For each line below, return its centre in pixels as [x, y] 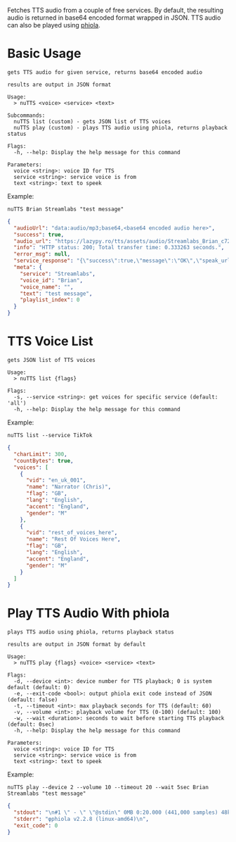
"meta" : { [28, 268]
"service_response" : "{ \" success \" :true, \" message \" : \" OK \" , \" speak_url [122, 261]
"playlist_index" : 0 [50, 300]
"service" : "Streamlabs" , [58, 274]
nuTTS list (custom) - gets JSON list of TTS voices [92, 121]
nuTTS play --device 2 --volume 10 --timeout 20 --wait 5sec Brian [108, 788]
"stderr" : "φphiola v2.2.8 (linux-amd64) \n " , [81, 819]
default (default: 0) [39, 688]
